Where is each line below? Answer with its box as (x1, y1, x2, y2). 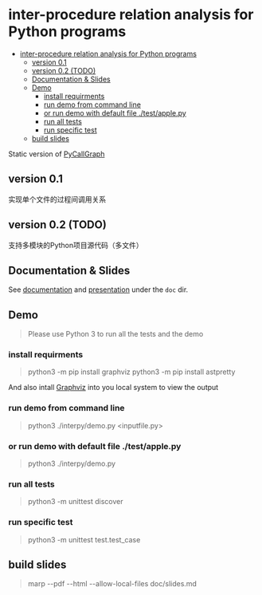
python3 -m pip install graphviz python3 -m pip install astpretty (27, 367, 236, 376)
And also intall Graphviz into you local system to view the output (8, 383, 219, 392)
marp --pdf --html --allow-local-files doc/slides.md (27, 579, 197, 589)
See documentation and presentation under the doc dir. (8, 285, 189, 294)
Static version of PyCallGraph (8, 149, 105, 159)
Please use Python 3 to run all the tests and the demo (27, 329, 204, 339)
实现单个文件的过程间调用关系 (8, 194, 106, 204)
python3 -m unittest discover (27, 497, 123, 506)
